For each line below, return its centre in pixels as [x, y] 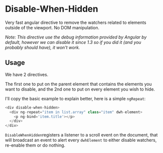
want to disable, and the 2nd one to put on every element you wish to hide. [80, 89]
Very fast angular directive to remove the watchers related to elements [76, 22]
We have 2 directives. [27, 75]
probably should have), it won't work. [43, 47]
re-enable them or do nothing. [35, 145]
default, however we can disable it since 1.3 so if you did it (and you [73, 42]
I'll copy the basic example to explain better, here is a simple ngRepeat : [75, 98]
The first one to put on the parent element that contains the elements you [78, 84]
